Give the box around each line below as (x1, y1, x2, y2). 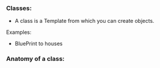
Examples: (6, 29, 31, 36)
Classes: (6, 4, 32, 12)
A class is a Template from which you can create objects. (14, 18, 155, 25)
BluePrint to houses (14, 40, 63, 47)
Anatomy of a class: (6, 55, 65, 63)
